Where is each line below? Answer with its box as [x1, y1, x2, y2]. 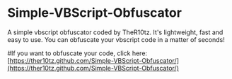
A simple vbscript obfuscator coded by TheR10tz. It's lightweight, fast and [7, 28, 224, 36]
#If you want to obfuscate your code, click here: [7, 49, 147, 57]
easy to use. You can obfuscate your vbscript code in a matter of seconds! [7, 35, 225, 43]
